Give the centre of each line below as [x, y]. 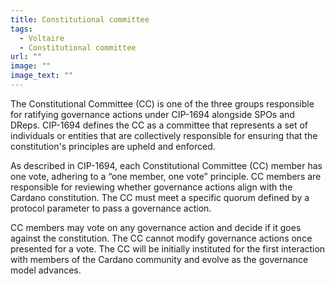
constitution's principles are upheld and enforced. [113, 146]
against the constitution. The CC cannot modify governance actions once [161, 238]
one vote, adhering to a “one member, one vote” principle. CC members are [166, 176]
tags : [21, 29]
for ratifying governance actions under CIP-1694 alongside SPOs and [152, 114]
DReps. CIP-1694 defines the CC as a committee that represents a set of [159, 125]
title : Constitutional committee [80, 19]
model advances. [46, 270]
